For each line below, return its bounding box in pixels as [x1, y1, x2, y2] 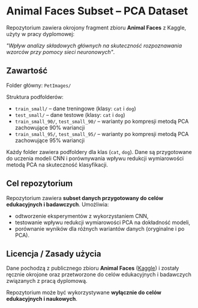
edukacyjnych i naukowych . [6, 295, 78, 303]
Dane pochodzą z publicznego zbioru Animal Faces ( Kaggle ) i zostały [6, 265, 179, 272]
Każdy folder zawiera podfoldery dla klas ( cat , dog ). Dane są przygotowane [6, 148, 192, 155]
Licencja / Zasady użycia [6, 249, 101, 259]
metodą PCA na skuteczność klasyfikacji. [6, 161, 108, 168]
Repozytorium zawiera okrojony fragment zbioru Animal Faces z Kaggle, [6, 24, 187, 31]
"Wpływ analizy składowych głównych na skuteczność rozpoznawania [6, 42, 182, 49]
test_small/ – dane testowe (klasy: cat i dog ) [14, 111, 125, 118]
